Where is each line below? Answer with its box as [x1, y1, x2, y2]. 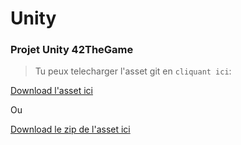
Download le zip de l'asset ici [10, 123, 131, 136]
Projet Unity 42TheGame [10, 43, 134, 57]
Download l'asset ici [10, 85, 93, 97]
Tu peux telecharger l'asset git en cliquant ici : [34, 65, 232, 77]
